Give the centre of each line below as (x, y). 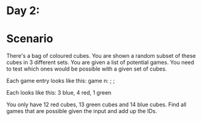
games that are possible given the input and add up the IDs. (82, 111)
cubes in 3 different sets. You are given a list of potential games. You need (100, 63)
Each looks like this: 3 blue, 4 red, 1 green (59, 93)
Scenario (30, 39)
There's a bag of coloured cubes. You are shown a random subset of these (101, 56)
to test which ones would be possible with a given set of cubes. (87, 69)
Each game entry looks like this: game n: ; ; (61, 81)
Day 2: (23, 11)
